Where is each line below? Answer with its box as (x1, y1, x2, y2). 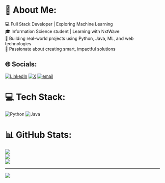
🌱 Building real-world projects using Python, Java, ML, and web (5, 35, 134, 41)
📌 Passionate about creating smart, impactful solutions (5, 46, 116, 52)
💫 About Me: (5, 4, 57, 16)
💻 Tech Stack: (5, 91, 66, 102)
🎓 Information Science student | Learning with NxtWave (5, 28, 120, 34)
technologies (5, 40, 31, 46)
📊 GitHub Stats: (5, 129, 72, 140)
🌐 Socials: (5, 60, 37, 68)
